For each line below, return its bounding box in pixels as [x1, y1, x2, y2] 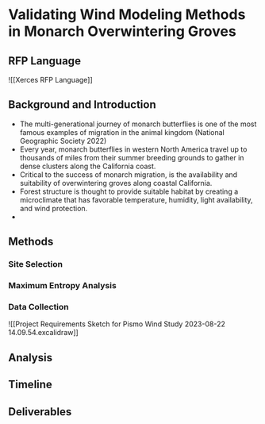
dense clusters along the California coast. [19, 161, 156, 171]
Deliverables [8, 405, 72, 418]
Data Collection [8, 301, 69, 312]
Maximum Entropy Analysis [8, 280, 117, 291]
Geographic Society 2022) [19, 136, 107, 145]
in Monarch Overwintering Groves [8, 22, 236, 40]
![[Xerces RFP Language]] [8, 75, 93, 84]
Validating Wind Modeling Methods [8, 6, 246, 24]
